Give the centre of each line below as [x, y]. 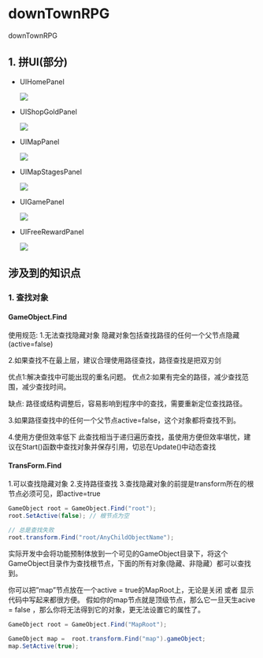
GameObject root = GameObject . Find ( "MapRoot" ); [88, 624]
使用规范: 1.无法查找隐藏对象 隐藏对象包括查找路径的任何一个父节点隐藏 [124, 335]
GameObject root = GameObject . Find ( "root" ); [82, 508]
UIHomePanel [42, 81]
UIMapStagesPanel [51, 172]
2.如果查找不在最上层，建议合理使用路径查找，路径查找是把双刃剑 [115, 360]
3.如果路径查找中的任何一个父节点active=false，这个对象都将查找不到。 [124, 420]
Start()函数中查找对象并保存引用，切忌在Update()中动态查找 [119, 447]
